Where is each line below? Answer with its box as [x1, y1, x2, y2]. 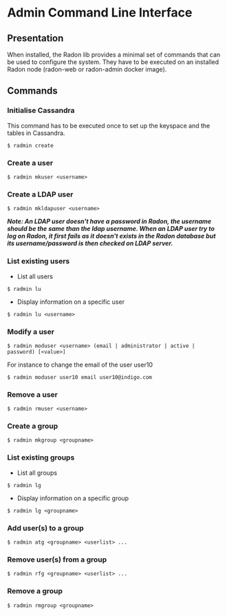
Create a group [7, 422, 58, 431]
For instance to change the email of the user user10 [7, 360, 153, 369]
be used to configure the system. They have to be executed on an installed [7, 58, 219, 66]
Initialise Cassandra [7, 105, 75, 115]
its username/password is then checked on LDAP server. [7, 239, 173, 247]
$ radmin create [7, 142, 54, 149]
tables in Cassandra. [7, 129, 65, 137]
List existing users [7, 256, 70, 266]
